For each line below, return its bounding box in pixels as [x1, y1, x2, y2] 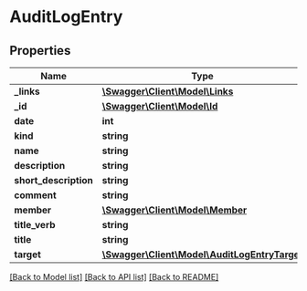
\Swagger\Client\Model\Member [101, 203, 248, 216]
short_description [14, 174, 94, 186]
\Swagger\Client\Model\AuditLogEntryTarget [101, 248, 303, 261]
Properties [9, 43, 71, 58]
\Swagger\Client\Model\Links [101, 85, 234, 98]
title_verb [14, 219, 56, 231]
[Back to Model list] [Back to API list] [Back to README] [9, 272, 219, 282]
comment [14, 189, 57, 202]
